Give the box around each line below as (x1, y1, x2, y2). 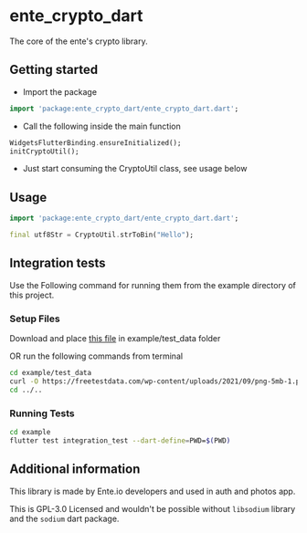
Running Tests (9, 407, 75, 420)
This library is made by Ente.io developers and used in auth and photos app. (9, 486, 296, 496)
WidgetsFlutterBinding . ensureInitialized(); (9, 138, 182, 147)
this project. (9, 289, 55, 300)
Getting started (9, 62, 99, 78)
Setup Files (9, 312, 61, 325)
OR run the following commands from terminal (9, 350, 184, 361)
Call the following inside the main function (22, 120, 181, 131)
